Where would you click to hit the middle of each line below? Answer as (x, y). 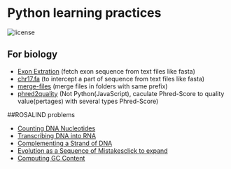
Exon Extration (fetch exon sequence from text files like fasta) (106, 71)
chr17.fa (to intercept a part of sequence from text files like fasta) (111, 79)
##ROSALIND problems (41, 114)
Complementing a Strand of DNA (65, 143)
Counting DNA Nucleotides (56, 128)
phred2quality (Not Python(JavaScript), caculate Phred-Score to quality (121, 93)
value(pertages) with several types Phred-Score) (88, 101)
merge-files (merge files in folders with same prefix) (92, 86)
